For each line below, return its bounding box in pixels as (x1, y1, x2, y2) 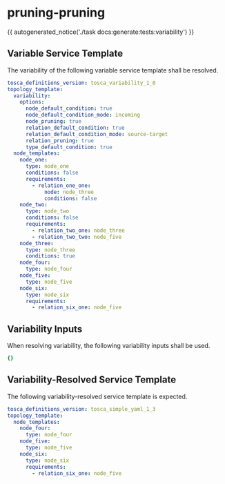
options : (19, 99, 45, 106)
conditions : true (25, 253, 76, 260)
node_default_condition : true (25, 105, 112, 112)
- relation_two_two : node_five (32, 233, 122, 240)
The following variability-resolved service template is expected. (7, 392, 188, 400)
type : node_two (25, 208, 70, 215)
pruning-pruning (7, 5, 106, 21)
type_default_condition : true (25, 144, 112, 151)
